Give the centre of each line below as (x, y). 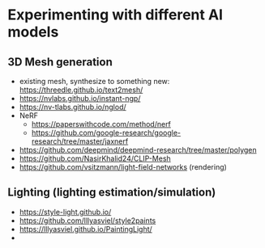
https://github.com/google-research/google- (106, 132)
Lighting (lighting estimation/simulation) (112, 193)
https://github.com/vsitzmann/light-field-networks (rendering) (123, 167)
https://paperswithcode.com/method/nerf (101, 124)
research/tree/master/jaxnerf (80, 141)
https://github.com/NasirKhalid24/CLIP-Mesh (95, 158)
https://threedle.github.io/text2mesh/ (81, 90)
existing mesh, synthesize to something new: (94, 81)
